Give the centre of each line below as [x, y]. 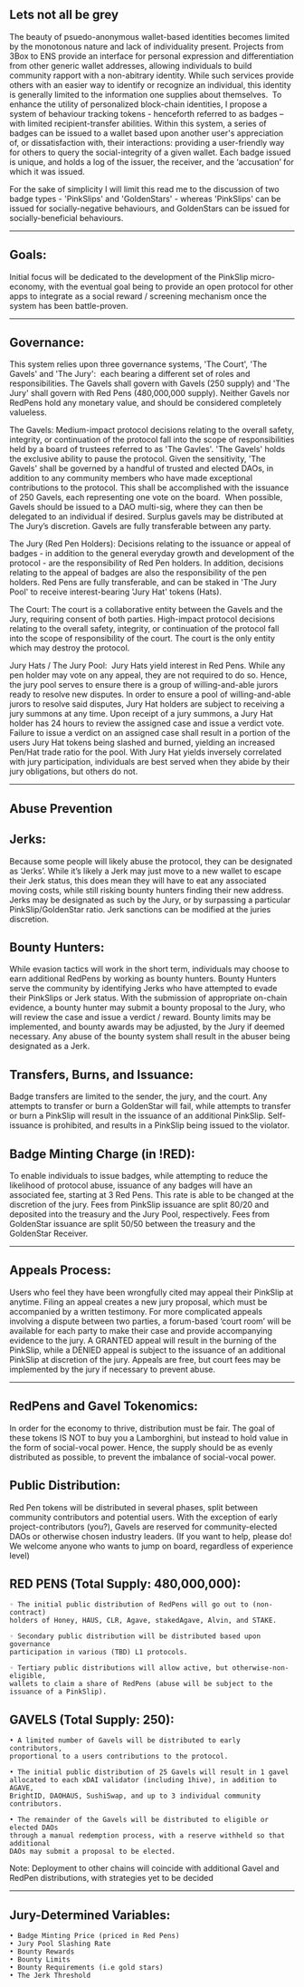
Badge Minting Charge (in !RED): [103, 1154]
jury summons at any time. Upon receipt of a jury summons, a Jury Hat [141, 714]
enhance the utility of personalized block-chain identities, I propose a [138, 104]
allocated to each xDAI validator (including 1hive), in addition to [143, 1780]
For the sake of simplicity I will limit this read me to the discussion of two [144, 188]
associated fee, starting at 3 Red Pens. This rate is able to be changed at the [152, 1195]
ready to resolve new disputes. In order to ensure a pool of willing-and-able [150, 694]
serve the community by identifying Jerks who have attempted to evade [143, 989]
